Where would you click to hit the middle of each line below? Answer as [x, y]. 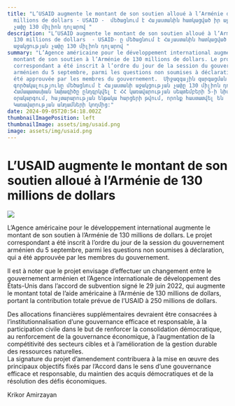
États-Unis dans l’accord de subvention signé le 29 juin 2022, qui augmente [116, 286]
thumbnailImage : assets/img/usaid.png [64, 124]
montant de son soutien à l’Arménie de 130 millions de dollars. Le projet [110, 235]
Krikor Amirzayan [32, 395]
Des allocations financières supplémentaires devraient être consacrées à [112, 314]
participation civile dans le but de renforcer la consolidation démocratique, [115, 329]
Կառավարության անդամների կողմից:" [64, 105]
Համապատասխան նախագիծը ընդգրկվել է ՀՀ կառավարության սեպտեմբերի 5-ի [115, 92]
